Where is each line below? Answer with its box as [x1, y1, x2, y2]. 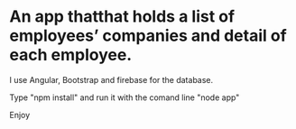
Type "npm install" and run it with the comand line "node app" [9, 92, 240, 103]
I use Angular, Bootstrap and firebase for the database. [9, 74, 214, 85]
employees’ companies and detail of [9, 25, 287, 46]
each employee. [9, 45, 133, 65]
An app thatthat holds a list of [9, 6, 236, 27]
